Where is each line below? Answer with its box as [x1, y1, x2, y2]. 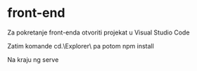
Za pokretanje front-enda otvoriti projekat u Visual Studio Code [7, 28, 190, 37]
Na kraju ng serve [7, 55, 59, 64]
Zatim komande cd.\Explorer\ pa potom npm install [7, 41, 155, 50]
